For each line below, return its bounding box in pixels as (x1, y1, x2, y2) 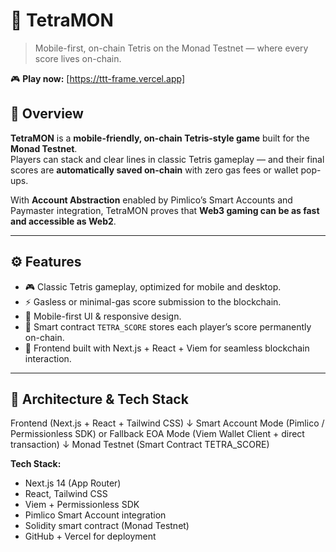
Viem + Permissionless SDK (24, 499, 140, 511)
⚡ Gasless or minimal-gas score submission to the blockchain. (24, 295, 282, 308)
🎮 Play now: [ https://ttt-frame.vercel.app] (10, 72, 185, 84)
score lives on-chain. (34, 52, 122, 64)
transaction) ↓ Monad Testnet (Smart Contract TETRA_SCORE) (10, 439, 270, 451)
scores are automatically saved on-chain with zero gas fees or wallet (10, 164, 299, 176)
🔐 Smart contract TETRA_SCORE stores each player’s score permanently (24, 320, 312, 333)
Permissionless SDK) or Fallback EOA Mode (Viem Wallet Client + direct (10, 428, 305, 440)
